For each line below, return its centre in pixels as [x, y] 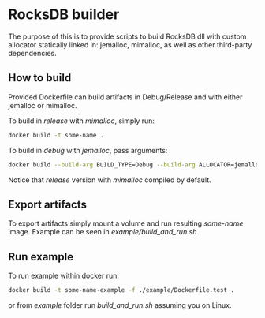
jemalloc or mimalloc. [43, 105]
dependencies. [32, 53]
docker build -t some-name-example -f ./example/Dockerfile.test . [121, 290]
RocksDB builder [64, 15]
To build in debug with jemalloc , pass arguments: [88, 150]
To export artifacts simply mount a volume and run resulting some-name [126, 223]
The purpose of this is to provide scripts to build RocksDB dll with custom [127, 36]
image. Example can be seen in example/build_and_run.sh [103, 232]
